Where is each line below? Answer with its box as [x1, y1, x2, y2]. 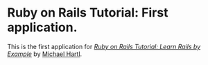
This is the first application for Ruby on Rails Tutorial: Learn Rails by [7, 42, 201, 50]
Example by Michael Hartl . [7, 50, 83, 58]
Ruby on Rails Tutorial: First [7, 5, 168, 21]
